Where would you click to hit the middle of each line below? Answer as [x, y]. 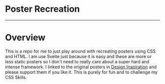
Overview [25, 38]
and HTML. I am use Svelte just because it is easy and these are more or [78, 56]
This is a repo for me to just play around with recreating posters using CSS [80, 51]
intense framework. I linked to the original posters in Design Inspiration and [81, 67]
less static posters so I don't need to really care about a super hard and [77, 61]
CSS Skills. [16, 77]
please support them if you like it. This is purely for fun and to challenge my [82, 72]
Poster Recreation [42, 9]
